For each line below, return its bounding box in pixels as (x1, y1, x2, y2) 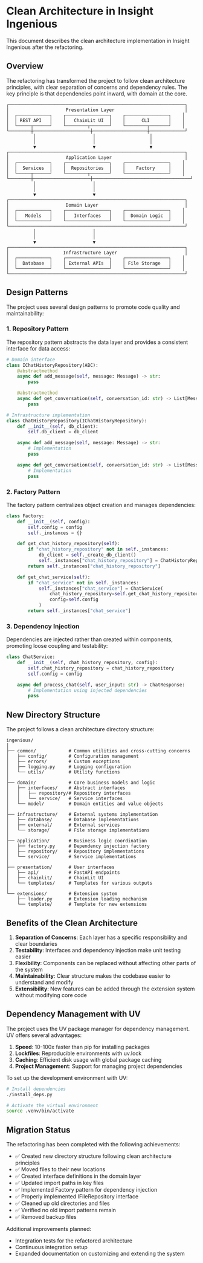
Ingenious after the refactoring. (6, 44, 84, 51)
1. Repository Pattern (6, 325, 69, 333)
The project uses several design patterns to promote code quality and (6, 303, 180, 311)
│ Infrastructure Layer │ (6, 250, 188, 256)
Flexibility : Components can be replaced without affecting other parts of (14, 959, 196, 966)
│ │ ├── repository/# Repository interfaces (6, 790, 131, 796)
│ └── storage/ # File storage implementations (6, 827, 150, 833)
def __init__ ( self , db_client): (17, 423, 98, 430)
